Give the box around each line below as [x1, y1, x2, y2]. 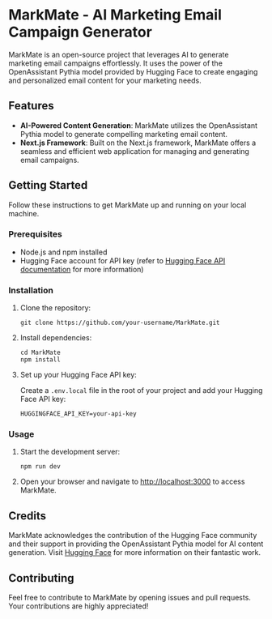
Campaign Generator [8, 23, 152, 41]
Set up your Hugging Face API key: [19, 370, 138, 380]
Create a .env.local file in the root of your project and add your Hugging [19, 386, 263, 395]
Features [8, 99, 54, 113]
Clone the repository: [19, 303, 91, 313]
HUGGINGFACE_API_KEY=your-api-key [19, 410, 137, 418]
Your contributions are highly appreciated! [8, 601, 149, 611]
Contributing [8, 571, 74, 585]
